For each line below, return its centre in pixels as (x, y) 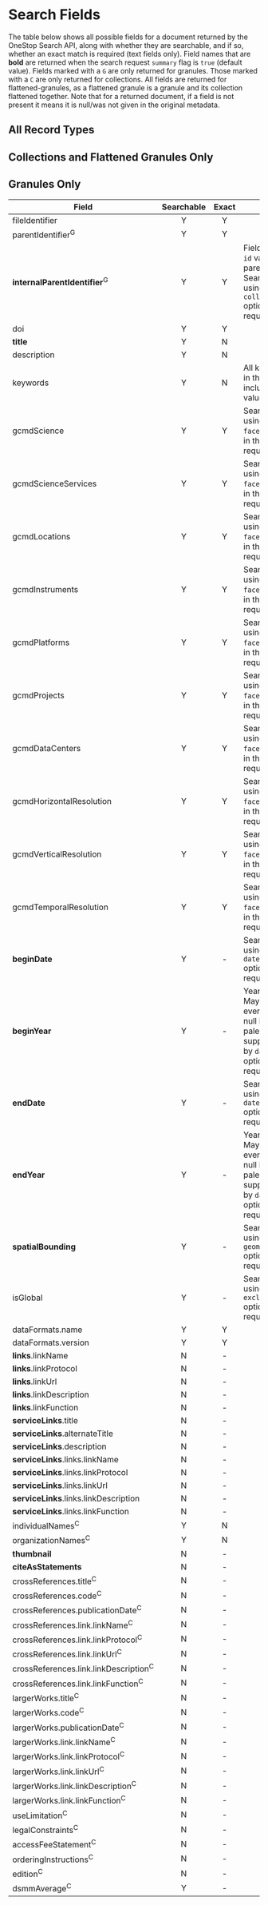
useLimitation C (40, 1815)
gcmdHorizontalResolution (62, 801)
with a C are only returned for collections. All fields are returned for (118, 79)
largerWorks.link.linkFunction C (69, 1800)
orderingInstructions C (53, 1859)
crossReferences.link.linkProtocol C (77, 1639)
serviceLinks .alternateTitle (63, 1434)
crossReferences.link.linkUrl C (67, 1654)
